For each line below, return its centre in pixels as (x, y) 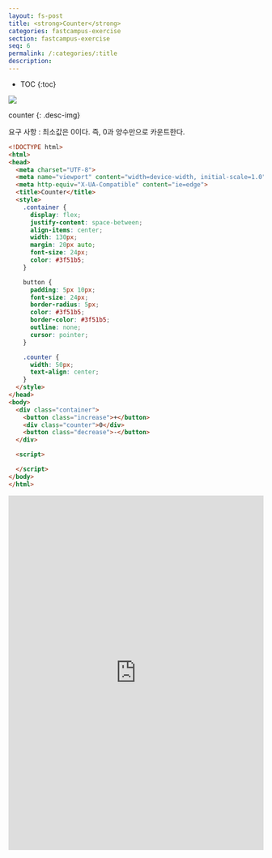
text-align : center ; (64, 372)
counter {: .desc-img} (45, 115)
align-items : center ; (66, 230)
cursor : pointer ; (59, 335)
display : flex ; (55, 215)
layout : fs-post (36, 16)
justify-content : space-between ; (86, 222)
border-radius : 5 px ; (64, 305)
